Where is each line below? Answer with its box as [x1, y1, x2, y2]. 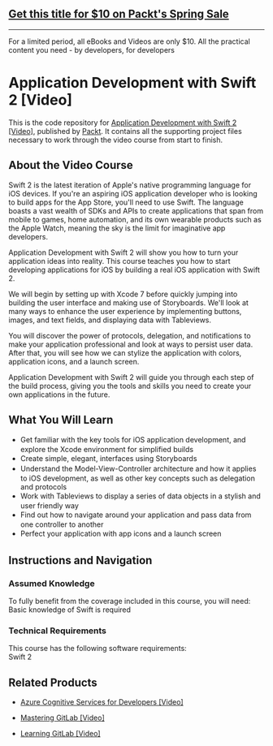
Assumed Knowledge [8, 577, 95, 589]
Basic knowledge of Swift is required [8, 605, 132, 614]
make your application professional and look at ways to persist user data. [8, 339, 253, 349]
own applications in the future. [8, 390, 110, 399]
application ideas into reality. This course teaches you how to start [8, 256, 231, 265]
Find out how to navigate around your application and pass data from [19, 510, 252, 520]
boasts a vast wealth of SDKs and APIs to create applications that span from [8, 205, 264, 215]
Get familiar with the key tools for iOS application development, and [19, 435, 246, 445]
